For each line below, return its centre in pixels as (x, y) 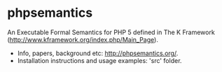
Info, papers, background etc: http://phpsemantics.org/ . (98, 53)
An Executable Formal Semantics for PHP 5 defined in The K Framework (111, 32)
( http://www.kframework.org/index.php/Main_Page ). (83, 39)
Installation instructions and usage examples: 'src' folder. (99, 60)
